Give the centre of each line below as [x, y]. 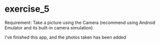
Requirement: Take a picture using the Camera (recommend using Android [80, 22]
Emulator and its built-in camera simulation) [49, 27]
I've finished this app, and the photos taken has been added [65, 37]
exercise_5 [27, 9]
